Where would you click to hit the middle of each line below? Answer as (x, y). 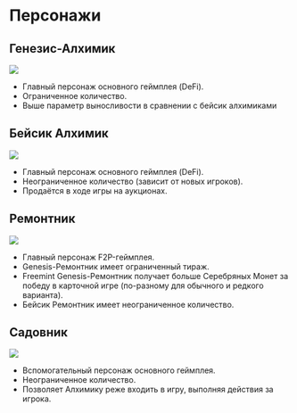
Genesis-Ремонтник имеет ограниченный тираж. (115, 266)
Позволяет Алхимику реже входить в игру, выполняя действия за (148, 390)
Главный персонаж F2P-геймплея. (88, 257)
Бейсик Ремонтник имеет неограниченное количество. (128, 304)
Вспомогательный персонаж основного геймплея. (119, 370)
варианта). (43, 294)
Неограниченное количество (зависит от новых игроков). (132, 181)
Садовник (39, 332)
